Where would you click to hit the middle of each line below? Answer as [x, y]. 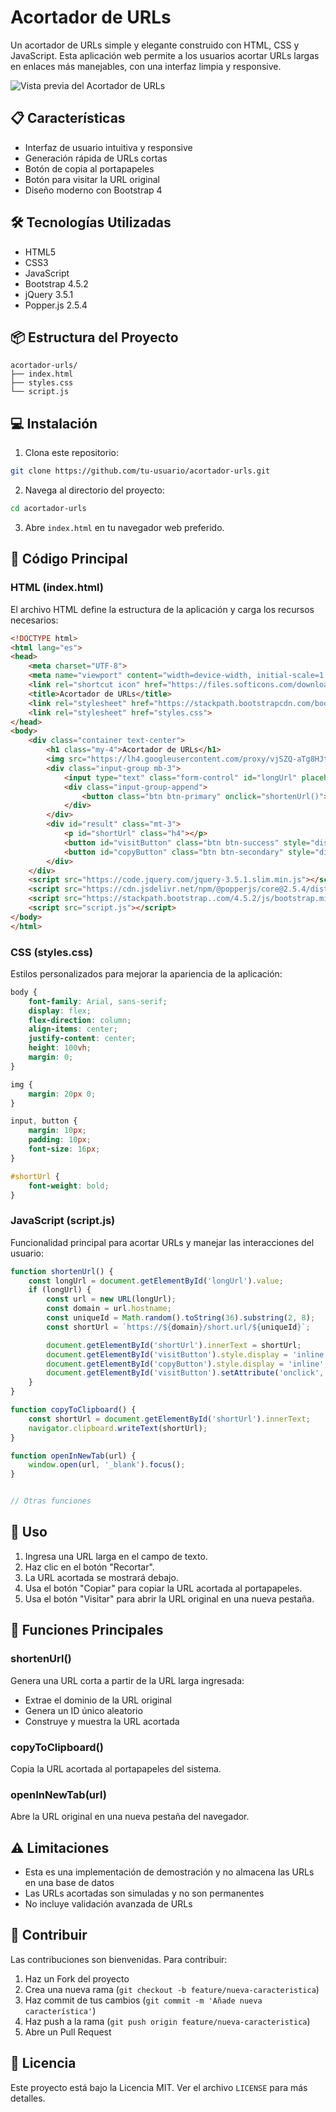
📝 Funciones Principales [87, 1630]
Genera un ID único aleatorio [83, 1710]
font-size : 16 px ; [64, 1149]
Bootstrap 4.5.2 [56, 283]
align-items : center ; [73, 1029]
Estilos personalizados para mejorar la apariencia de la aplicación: [146, 973]
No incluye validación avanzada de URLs [108, 1904]
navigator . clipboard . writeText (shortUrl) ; [118, 1428]
